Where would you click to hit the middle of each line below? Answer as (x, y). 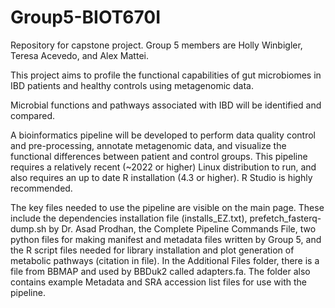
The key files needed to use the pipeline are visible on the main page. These (167, 207)
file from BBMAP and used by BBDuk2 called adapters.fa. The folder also (160, 271)
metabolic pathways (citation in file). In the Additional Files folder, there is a (165, 260)
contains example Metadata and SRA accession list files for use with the (159, 282)
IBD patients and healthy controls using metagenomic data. (132, 85)
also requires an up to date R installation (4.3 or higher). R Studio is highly (161, 177)
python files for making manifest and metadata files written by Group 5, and (166, 239)
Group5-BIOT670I (86, 17)
